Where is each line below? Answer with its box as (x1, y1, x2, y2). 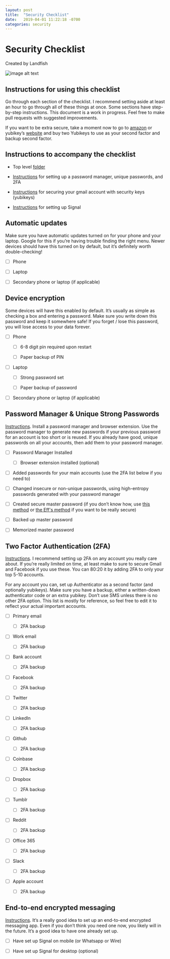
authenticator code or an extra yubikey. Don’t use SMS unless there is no (5, 593, 158, 599)
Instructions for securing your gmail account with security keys (12, 189, 145, 195)
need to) (12, 475, 30, 482)
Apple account (12, 878, 44, 884)
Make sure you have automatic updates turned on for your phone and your (5, 232, 161, 238)
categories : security (5, 21, 51, 27)
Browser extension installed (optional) (20, 459, 100, 466)
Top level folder (12, 163, 46, 170)
